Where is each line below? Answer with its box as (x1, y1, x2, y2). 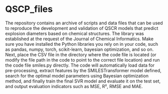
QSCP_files (5, 3, 53, 15)
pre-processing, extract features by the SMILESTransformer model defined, (5, 67, 161, 73)
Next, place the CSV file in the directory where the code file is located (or (5, 51, 156, 58)
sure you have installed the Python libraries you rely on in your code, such (5, 41, 158, 47)
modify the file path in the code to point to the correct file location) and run (5, 57, 160, 63)
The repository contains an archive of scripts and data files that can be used (5, 20, 163, 26)
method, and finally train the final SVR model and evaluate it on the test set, (5, 78, 161, 84)
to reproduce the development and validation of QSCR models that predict (5, 25, 158, 31)
